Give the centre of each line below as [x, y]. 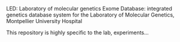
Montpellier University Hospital [44, 21]
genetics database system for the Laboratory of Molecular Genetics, [90, 15]
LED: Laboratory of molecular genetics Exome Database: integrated [89, 9]
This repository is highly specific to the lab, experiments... [77, 33]
